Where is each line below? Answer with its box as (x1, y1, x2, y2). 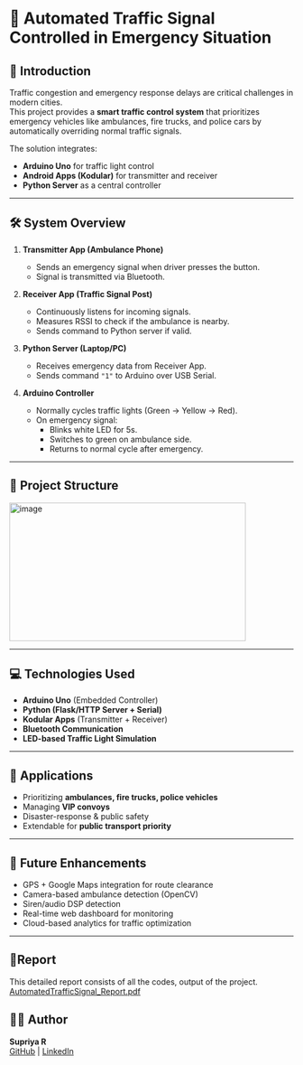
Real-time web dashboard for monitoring (22, 908, 174, 920)
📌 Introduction (9, 63, 92, 79)
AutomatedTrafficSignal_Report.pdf (9, 986, 142, 996)
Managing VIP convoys (22, 801, 111, 812)
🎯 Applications (9, 768, 94, 783)
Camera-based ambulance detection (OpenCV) (22, 889, 198, 900)
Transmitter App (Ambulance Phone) (22, 244, 164, 255)
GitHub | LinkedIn (9, 1045, 74, 1056)
